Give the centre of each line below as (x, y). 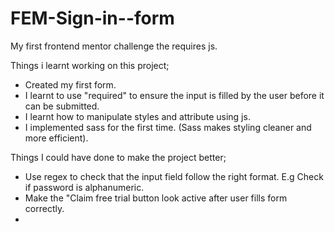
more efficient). (56, 138)
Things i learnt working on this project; (90, 65)
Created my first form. (70, 84)
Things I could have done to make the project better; (118, 157)
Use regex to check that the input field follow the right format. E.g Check (174, 176)
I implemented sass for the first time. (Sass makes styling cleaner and (168, 127)
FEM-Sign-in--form (92, 18)
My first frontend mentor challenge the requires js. (114, 46)
